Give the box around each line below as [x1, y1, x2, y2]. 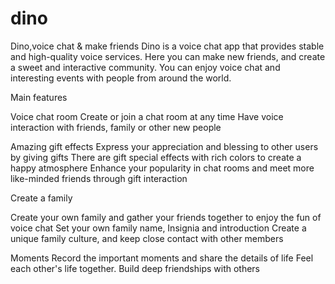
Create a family [10, 192, 73, 204]
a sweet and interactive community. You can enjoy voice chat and [10, 61, 281, 73]
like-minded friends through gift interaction [10, 172, 188, 184]
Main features [10, 91, 68, 103]
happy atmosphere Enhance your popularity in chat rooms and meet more [10, 162, 315, 174]
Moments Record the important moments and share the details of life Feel [10, 252, 314, 264]
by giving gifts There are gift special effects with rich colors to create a [10, 151, 302, 163]
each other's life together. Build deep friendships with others [10, 262, 261, 274]
